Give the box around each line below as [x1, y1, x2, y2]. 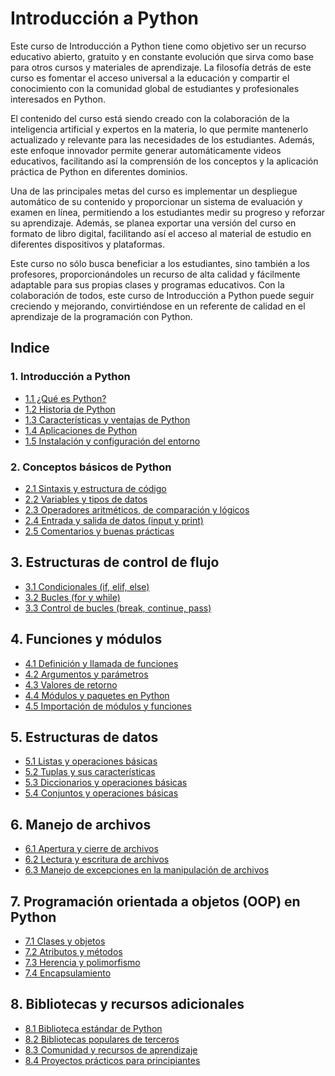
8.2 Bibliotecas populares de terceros [24, 1033, 180, 1045]
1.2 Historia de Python [24, 403, 116, 415]
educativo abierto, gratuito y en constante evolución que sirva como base [10, 50, 314, 62]
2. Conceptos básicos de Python [10, 460, 172, 474]
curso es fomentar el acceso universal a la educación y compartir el [10, 72, 290, 84]
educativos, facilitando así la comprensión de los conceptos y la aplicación [10, 155, 319, 167]
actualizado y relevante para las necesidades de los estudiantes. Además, [10, 133, 315, 146]
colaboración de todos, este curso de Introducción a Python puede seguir [10, 289, 315, 301]
